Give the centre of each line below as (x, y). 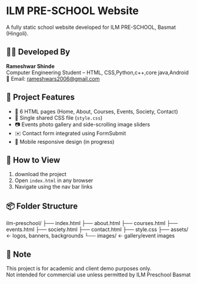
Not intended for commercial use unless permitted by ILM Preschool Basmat (98, 275)
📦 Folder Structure (42, 206)
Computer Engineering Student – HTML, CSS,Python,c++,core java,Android (98, 72)
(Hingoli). (17, 33)
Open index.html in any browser (54, 180)
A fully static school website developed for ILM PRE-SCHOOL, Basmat (91, 27)
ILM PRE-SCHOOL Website (73, 11)
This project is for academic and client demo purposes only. (79, 268)
